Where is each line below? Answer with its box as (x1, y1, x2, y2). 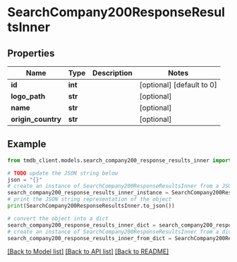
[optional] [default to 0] (139, 80, 217, 89)
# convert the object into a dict (7, 215, 109, 222)
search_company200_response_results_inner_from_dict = (7, 235, 172, 242)
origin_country (11, 114, 62, 124)
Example (7, 138, 47, 150)
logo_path (11, 92, 46, 101)
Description (92, 68, 133, 77)
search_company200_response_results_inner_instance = (7, 189, 169, 196)
